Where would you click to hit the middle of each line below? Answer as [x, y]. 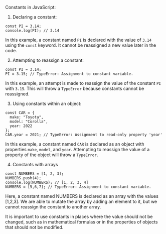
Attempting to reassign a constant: [48, 60]
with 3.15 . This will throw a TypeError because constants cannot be [75, 88]
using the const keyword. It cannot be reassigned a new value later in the [81, 45]
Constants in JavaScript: [31, 7]
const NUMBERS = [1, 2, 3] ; [35, 174]
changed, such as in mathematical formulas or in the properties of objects [81, 222]
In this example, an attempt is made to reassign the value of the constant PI [83, 83]
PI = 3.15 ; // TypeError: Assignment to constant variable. [69, 74]
